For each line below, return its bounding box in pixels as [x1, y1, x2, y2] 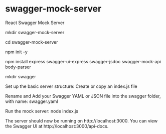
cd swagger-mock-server [5, 39, 58, 45]
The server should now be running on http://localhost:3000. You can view [5, 117, 158, 123]
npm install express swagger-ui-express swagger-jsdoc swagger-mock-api [5, 58, 161, 64]
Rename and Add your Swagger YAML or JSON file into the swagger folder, [5, 93, 161, 99]
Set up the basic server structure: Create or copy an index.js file [5, 83, 137, 89]
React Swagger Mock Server [5, 20, 65, 26]
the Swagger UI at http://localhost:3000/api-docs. [5, 123, 109, 129]
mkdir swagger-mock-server [5, 29, 65, 35]
